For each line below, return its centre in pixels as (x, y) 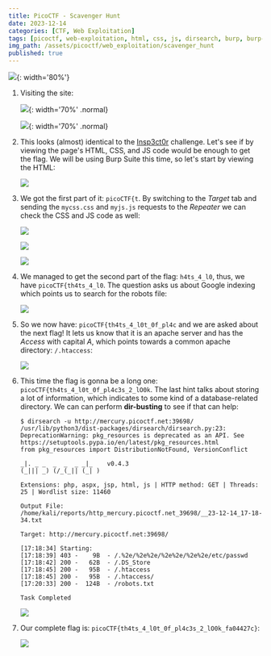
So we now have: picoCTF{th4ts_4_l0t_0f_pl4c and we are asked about (139, 324)
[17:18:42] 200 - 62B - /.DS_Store (85, 562)
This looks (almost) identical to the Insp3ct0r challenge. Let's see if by (137, 142)
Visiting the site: (47, 93)
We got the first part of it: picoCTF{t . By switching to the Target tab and (138, 198)
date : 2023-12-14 (38, 23)
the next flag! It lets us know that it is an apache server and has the (131, 333)
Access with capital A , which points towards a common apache (125, 341)
